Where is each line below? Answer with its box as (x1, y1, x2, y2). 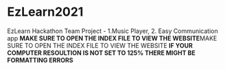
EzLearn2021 (7, 4, 84, 20)
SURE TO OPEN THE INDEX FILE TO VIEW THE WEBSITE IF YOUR (7, 41, 193, 49)
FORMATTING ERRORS (7, 56, 73, 64)
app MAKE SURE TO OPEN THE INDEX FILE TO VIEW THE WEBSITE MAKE (7, 34, 217, 42)
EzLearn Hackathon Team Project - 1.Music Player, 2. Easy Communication (7, 27, 218, 35)
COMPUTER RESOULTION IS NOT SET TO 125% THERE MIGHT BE (7, 49, 196, 57)
